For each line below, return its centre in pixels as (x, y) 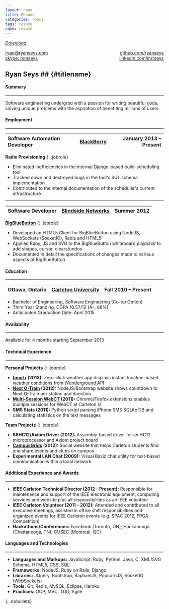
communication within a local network (52, 461)
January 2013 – (142, 138)
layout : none (19, 10)
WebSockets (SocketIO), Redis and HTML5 (57, 238)
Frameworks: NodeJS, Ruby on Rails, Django (59, 570)
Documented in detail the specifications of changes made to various (83, 254)
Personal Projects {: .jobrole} (36, 368)
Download (16, 43)
